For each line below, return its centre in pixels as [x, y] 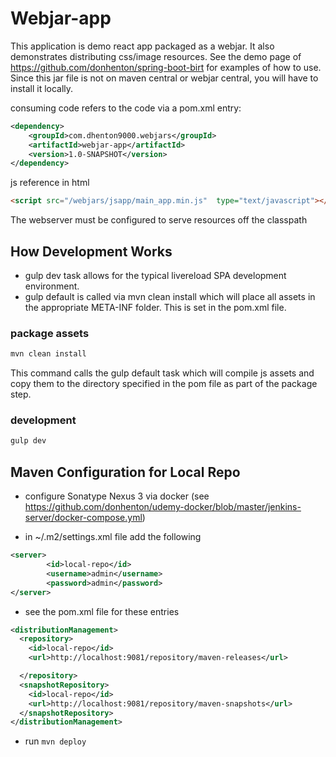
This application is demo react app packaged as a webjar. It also [142, 46]
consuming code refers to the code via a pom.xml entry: [126, 108]
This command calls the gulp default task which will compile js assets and [162, 373]
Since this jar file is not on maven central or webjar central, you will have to [164, 78]
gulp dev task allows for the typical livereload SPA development [155, 275]
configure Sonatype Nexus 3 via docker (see [117, 496]
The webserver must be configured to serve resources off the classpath [159, 220]
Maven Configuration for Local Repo [125, 472]
